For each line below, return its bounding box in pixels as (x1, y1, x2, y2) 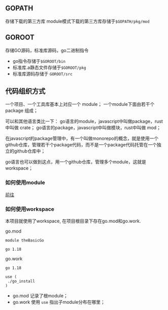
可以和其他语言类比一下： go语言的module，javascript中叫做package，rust (5, 119, 163, 125)
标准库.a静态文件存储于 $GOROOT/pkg (12, 64, 86, 70)
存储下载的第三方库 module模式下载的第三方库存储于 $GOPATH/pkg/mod (5, 18, 150, 24)
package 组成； (5, 107, 38, 113)
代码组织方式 (5, 87, 46, 96)
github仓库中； (14, 148, 46, 154)
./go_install (7, 279, 36, 284)
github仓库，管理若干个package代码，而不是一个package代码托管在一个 (5, 142, 157, 148)
